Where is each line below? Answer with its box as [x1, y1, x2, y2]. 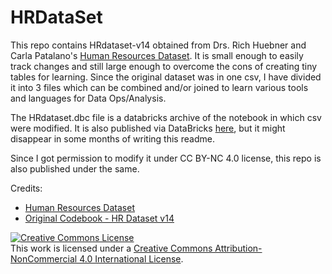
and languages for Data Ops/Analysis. [10, 92, 167, 104]
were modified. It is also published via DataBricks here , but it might [10, 122, 286, 134]
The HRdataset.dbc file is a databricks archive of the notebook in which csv [10, 111, 322, 123]
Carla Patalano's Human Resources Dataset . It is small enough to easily [10, 49, 304, 61]
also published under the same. [10, 162, 140, 175]
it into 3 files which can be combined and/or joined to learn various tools [10, 81, 309, 93]
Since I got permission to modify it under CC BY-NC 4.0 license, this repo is [10, 152, 322, 164]
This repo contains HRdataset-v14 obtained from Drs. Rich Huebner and [10, 39, 307, 51]
